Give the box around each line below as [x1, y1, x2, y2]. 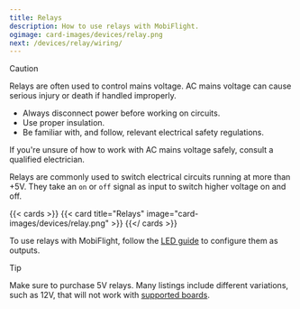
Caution [9, 63, 39, 74]
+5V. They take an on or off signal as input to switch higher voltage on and [9, 182, 286, 192]
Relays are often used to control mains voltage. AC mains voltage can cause [9, 80, 292, 91]
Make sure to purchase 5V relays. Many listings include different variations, [9, 280, 289, 291]
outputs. [9, 245, 41, 256]
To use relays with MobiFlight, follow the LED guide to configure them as [9, 236, 278, 247]
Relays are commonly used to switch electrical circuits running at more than [9, 172, 291, 183]
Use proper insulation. [22, 117, 105, 128]
